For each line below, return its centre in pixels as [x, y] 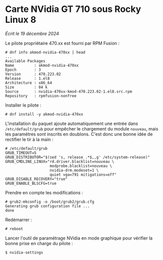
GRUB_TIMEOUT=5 [21, 153]
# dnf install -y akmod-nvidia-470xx [44, 114]
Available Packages [25, 61]
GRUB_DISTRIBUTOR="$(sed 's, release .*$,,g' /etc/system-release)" [78, 157]
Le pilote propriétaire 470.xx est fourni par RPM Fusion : [62, 43]
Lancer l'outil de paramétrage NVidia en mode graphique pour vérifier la [79, 238]
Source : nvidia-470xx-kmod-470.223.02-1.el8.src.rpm [69, 91]
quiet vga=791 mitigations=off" [83, 175]
